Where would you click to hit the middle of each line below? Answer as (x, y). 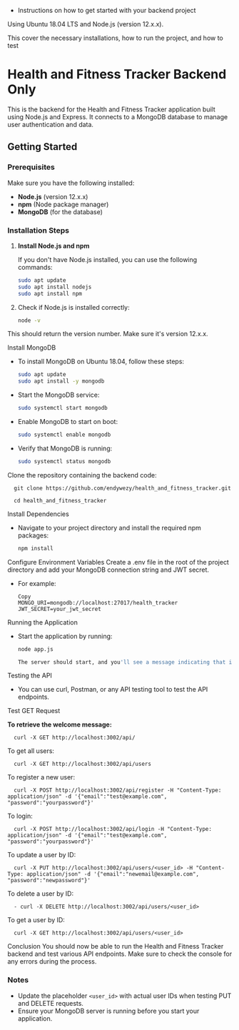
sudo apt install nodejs (55, 287)
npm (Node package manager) (63, 204)
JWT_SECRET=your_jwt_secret (59, 609)
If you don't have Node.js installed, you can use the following (107, 259)
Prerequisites (31, 167)
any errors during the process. (52, 961)
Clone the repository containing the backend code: (82, 475)
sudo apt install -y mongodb (61, 381)
